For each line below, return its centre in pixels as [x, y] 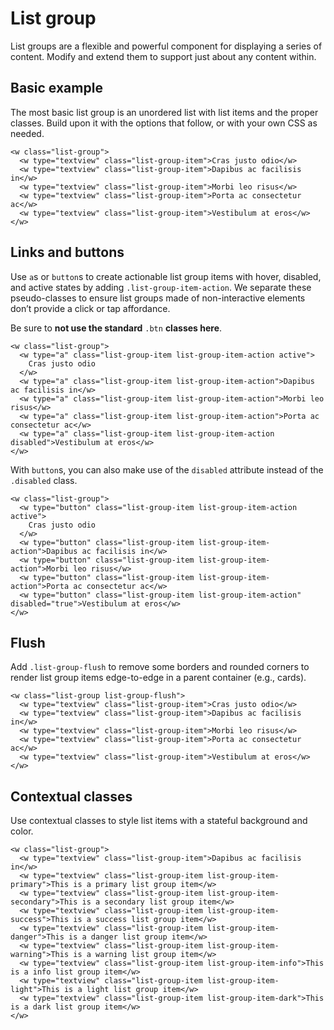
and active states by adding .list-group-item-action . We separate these [161, 287]
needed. [27, 133]
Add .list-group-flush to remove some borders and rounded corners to [160, 667]
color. [22, 831]
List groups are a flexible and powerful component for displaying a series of [166, 46]
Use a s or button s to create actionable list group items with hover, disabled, [166, 276]
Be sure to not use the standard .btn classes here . [116, 328]
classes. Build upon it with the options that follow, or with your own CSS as [164, 123]
